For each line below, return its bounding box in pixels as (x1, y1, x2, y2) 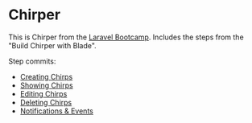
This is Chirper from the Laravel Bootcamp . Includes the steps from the (8, 32, 244, 42)
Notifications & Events (19, 106, 94, 116)
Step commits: (8, 56, 56, 66)
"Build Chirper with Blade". (8, 40, 97, 50)
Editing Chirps (19, 88, 68, 98)
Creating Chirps (19, 72, 73, 81)
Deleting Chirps (19, 97, 72, 107)
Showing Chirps (19, 80, 74, 90)
